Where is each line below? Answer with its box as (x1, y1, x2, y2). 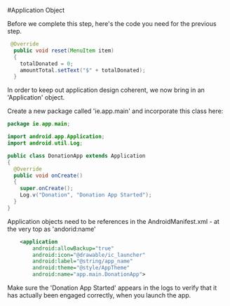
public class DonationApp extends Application (7, 152, 146, 159)
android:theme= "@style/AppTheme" (32, 265, 130, 272)
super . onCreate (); (20, 185, 74, 192)
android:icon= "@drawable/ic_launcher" (32, 251, 146, 258)
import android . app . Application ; (7, 133, 105, 140)
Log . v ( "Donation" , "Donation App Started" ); (20, 192, 152, 199)
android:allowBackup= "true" (32, 245, 114, 252)
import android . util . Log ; (7, 140, 83, 147)
